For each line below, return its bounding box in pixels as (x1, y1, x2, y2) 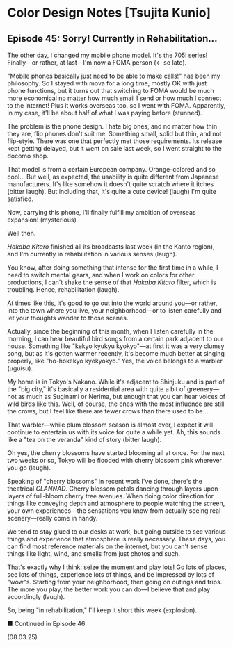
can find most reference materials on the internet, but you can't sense (7, 542, 208, 550)
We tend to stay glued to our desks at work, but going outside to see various (7, 527, 226, 536)
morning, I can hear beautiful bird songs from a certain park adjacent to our (7, 335, 224, 343)
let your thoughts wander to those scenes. (7, 314, 129, 322)
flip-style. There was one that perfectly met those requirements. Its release (7, 137, 223, 145)
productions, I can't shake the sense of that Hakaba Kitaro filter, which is (7, 278, 217, 286)
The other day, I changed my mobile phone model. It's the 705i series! (7, 51, 208, 59)
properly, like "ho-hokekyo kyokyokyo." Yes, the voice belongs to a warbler (7, 357, 223, 365)
